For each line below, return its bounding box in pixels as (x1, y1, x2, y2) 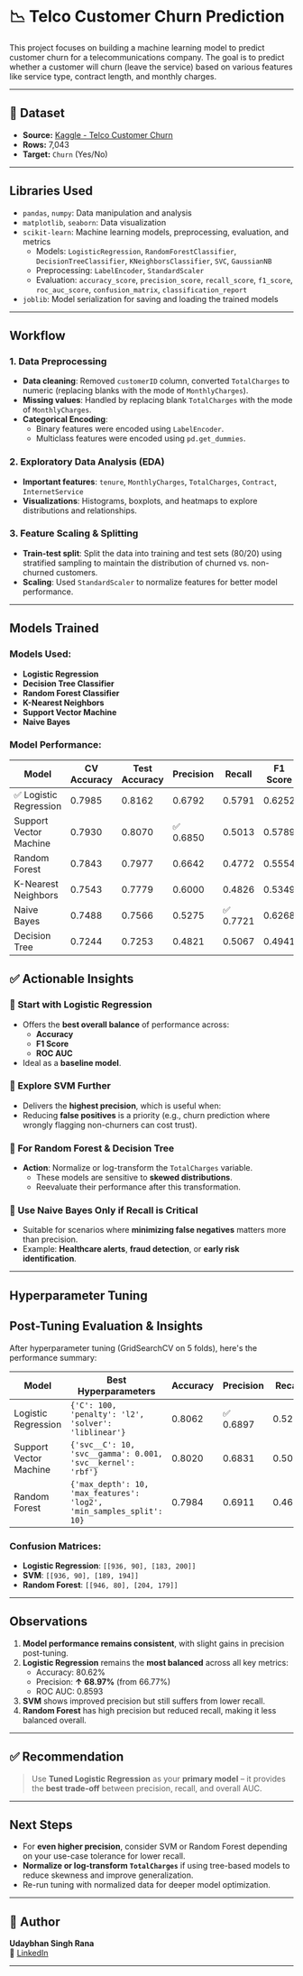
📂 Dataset (9, 106, 66, 121)
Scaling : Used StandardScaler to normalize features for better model (22, 576, 278, 587)
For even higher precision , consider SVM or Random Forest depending (22, 1841, 288, 1852)
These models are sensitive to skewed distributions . (35, 1172, 233, 1183)
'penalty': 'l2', (70, 1409, 145, 1420)
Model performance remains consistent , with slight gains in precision (22, 1638, 285, 1649)
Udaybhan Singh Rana (9, 1938, 95, 1949)
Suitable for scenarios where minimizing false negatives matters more (22, 1225, 287, 1236)
